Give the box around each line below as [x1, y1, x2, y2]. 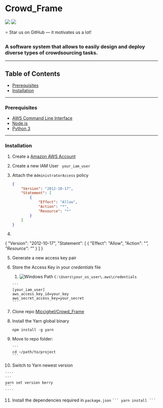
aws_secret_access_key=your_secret [12, 296, 84, 301]
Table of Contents [5, 69, 61, 78]
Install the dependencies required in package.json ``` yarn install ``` [12, 397, 156, 403]
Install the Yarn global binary [12, 318, 69, 324]
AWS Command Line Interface [12, 115, 73, 121]
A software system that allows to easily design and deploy [5, 43, 146, 50]
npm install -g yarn [12, 327, 54, 333]
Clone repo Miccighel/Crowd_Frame [12, 309, 84, 315]
